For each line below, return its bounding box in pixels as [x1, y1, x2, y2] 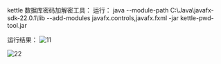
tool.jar [7, 22, 28, 29]
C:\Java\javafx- [170, 6, 215, 14]
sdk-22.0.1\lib [7, 14, 46, 22]
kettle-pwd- [179, 14, 214, 22]
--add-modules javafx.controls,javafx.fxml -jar [46, 14, 179, 22]
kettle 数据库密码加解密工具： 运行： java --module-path [7, 6, 169, 14]
